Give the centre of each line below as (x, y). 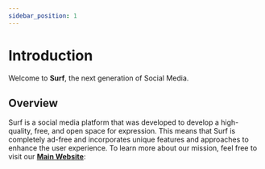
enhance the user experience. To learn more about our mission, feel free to (133, 148)
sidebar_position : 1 (43, 16)
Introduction (51, 55)
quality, (21, 131)
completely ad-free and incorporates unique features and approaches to (129, 140)
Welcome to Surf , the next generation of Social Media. (99, 78)
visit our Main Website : (47, 157)
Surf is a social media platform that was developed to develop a (114, 122)
